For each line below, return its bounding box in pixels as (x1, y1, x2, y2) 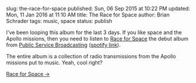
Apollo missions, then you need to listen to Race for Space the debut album (6, 35, 189, 42)
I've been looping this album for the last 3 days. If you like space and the (6, 29, 182, 36)
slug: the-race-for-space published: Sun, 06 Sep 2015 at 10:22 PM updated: (6, 5, 190, 12)
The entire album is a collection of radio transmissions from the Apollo (6, 53, 177, 59)
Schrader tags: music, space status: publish (6, 18, 113, 24)
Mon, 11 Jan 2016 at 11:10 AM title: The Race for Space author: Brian (6, 11, 170, 18)
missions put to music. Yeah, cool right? (6, 59, 103, 66)
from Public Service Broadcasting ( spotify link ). (6, 41, 121, 48)
